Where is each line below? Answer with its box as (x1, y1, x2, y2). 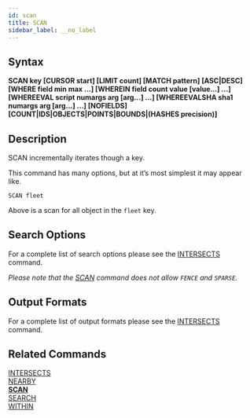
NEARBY (8, 376, 37, 386)
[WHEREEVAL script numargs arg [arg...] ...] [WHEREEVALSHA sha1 (8, 93, 233, 102)
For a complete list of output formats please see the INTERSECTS (8, 316, 220, 326)
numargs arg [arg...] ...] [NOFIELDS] (8, 101, 128, 111)
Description (8, 132, 67, 145)
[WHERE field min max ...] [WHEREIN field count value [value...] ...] (8, 84, 231, 94)
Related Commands (8, 347, 107, 361)
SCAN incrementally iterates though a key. (8, 153, 145, 162)
